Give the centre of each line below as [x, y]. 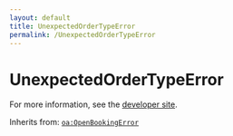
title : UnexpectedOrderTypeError [73, 26]
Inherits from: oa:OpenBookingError [74, 122]
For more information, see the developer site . [94, 104]
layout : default [40, 18]
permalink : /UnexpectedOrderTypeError [83, 34]
